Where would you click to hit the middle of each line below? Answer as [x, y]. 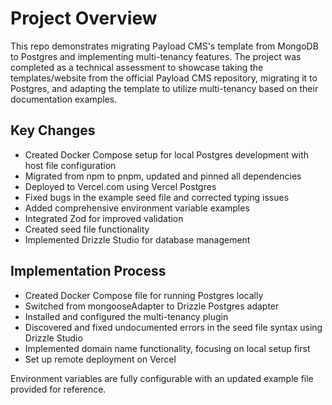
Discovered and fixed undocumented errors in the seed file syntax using [173, 327]
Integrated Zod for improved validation [104, 218]
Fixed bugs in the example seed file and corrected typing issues [157, 197]
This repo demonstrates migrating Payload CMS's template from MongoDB [164, 46]
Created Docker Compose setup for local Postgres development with [167, 154]
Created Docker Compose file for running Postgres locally [144, 295]
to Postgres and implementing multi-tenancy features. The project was [156, 56]
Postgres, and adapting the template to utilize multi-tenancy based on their [164, 88]
